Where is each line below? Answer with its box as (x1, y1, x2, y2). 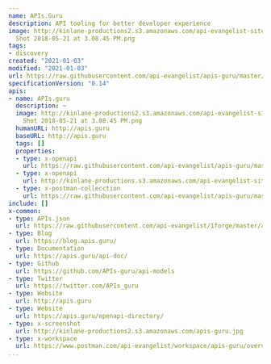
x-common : (8, 207, 42, 215)
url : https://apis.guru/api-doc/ (15, 252, 128, 260)
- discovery (8, 49, 48, 57)
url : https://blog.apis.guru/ (15, 237, 117, 245)
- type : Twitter (8, 274, 63, 282)
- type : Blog (8, 229, 52, 238)
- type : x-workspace (8, 334, 78, 343)
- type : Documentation (8, 245, 85, 253)
